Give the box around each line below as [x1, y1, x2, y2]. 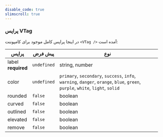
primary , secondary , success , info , [59, 72, 136, 79]
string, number [59, 61, 93, 68]
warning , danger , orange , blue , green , [59, 78, 141, 85]
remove [7, 124, 25, 131]
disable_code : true [5, 7, 45, 12]
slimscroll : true [5, 12, 40, 17]
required [7, 64, 28, 71]
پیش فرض [33, 50, 54, 57]
